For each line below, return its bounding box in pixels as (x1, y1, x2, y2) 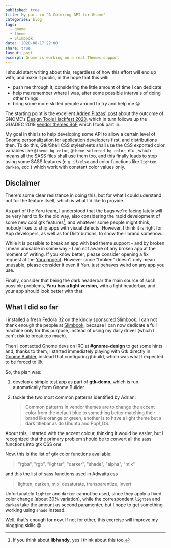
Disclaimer (5, 178, 40, 187)
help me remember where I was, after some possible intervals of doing (12, 90, 161, 96)
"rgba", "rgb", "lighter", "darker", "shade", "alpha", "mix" (17, 461, 135, 467)
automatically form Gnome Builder (12, 384, 85, 390)
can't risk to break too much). (5, 333, 68, 339)
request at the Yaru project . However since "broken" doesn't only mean (5, 256, 155, 262)
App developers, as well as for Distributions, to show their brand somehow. (5, 230, 163, 236)
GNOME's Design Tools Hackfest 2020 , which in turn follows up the (5, 116, 147, 122)
